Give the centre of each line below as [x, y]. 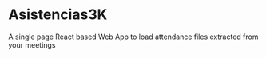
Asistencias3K [58, 15]
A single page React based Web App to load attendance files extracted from [133, 37]
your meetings [32, 44]
